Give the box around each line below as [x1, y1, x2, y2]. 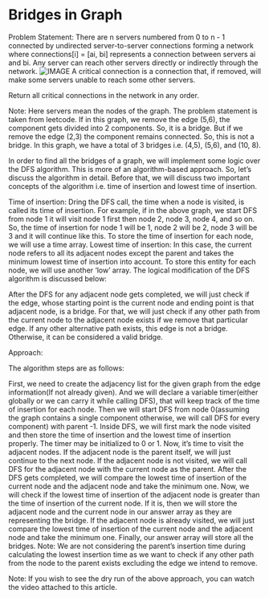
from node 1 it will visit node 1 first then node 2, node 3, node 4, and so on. [8, 214, 255, 223]
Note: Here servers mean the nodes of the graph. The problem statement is [8, 106, 259, 116]
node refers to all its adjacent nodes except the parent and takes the [8, 248, 234, 258]
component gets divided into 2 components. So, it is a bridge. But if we [8, 123, 243, 133]
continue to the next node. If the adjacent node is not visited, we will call [8, 456, 247, 465]
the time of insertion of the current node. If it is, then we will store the [8, 498, 238, 508]
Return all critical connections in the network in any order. [8, 90, 199, 100]
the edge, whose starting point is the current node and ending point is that [8, 297, 255, 307]
